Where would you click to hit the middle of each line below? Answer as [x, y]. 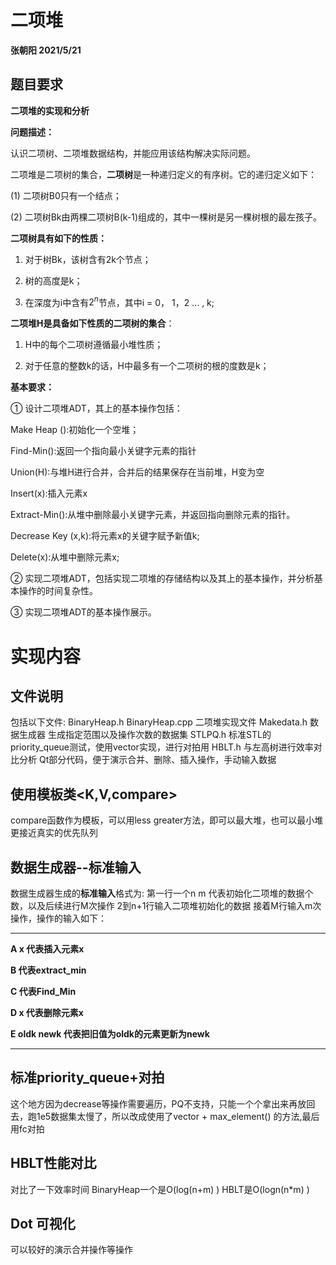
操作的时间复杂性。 [58, 591]
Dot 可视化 [43, 1224]
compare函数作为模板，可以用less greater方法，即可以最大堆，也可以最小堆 [167, 820]
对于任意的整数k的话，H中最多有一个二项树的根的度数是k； [147, 366]
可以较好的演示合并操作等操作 [71, 1250]
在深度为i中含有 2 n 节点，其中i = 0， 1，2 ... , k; [119, 301]
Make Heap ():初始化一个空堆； [75, 430]
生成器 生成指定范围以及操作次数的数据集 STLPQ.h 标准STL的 [145, 735]
